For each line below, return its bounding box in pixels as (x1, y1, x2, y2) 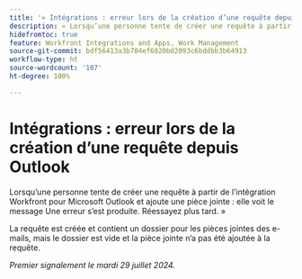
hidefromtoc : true (9, 30, 78, 39)
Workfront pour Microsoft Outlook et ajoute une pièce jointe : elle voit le (9, 195, 274, 207)
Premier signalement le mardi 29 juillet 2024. (9, 259, 175, 270)
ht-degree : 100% (9, 72, 70, 81)
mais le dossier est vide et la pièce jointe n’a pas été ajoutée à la (32, 232, 271, 243)
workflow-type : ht (9, 55, 78, 64)
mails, (9, 232, 31, 243)
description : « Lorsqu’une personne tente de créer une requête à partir (9, 22, 292, 31)
